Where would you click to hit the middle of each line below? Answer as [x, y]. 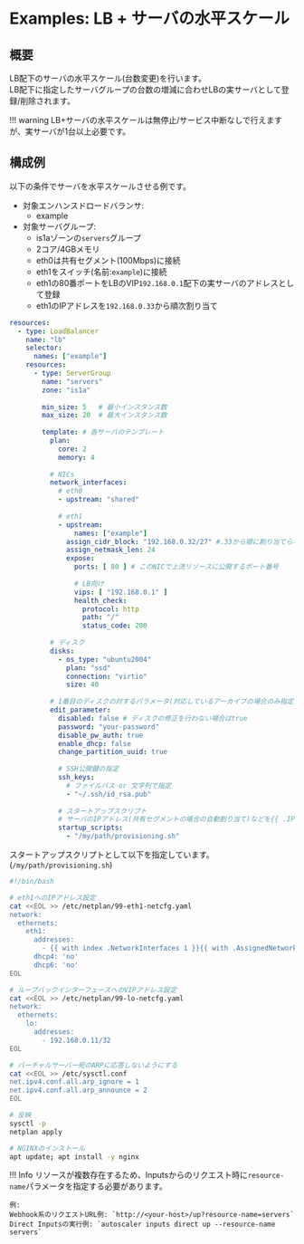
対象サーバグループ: [59, 226]
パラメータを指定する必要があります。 [96, 1186]
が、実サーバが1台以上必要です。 [70, 131]
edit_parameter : [80, 710]
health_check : [100, 600]
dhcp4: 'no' [56, 957]
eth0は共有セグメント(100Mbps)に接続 [108, 260]
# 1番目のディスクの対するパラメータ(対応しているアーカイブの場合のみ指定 [171, 702]
